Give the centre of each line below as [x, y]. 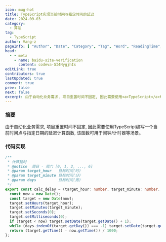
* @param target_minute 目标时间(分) [44, 175]
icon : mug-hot [20, 10]
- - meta [19, 55]
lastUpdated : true [24, 78]
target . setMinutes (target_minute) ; [46, 207]
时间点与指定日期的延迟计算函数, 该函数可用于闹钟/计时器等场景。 [76, 133]
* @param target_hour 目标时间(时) [44, 171]
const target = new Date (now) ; [42, 198]
